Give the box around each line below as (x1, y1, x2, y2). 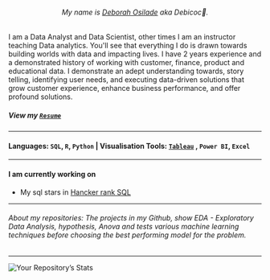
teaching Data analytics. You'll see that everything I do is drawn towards (8, 41, 247, 51)
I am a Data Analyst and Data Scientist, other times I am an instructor (8, 32, 236, 42)
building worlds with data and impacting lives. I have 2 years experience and (8, 49, 262, 59)
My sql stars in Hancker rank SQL (19, 187, 131, 197)
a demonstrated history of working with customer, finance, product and (8, 58, 245, 68)
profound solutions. (8, 92, 73, 101)
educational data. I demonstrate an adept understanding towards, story (8, 66, 244, 76)
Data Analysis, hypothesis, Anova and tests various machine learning (8, 222, 239, 232)
